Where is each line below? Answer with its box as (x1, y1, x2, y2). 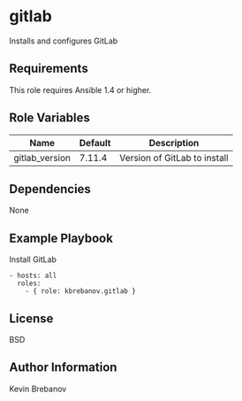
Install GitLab (9, 254, 57, 265)
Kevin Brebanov (9, 383, 67, 394)
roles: (17, 279, 42, 289)
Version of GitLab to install (118, 151, 229, 164)
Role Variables (9, 111, 90, 126)
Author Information (9, 360, 117, 375)
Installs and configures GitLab (9, 35, 118, 46)
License (9, 311, 54, 326)
